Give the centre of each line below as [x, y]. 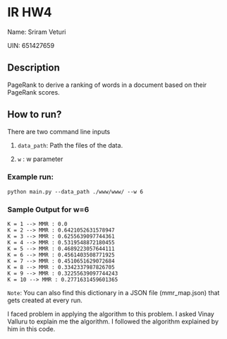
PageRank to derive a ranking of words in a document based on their [107, 85]
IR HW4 [30, 12]
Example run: [31, 177]
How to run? [35, 115]
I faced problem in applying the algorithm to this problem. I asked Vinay [111, 314]
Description [33, 68]
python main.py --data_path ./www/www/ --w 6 [75, 191]
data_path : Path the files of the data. [70, 145]
